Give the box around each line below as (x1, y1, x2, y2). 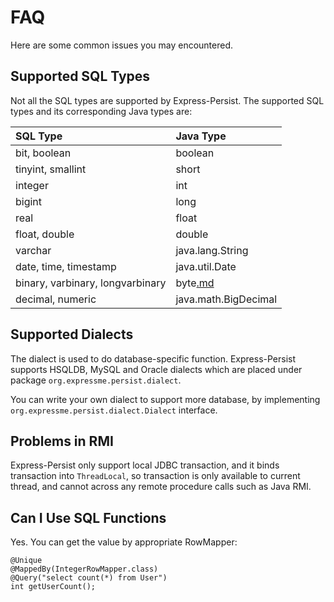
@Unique (10, 556, 43, 566)
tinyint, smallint (15, 162, 87, 176)
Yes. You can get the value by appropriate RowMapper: (10, 536, 238, 548)
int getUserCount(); (10, 582, 97, 592)
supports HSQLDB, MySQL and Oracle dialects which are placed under (10, 363, 303, 375)
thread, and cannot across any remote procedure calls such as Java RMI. (10, 481, 312, 493)
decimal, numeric (15, 292, 97, 306)
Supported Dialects (10, 326, 134, 343)
